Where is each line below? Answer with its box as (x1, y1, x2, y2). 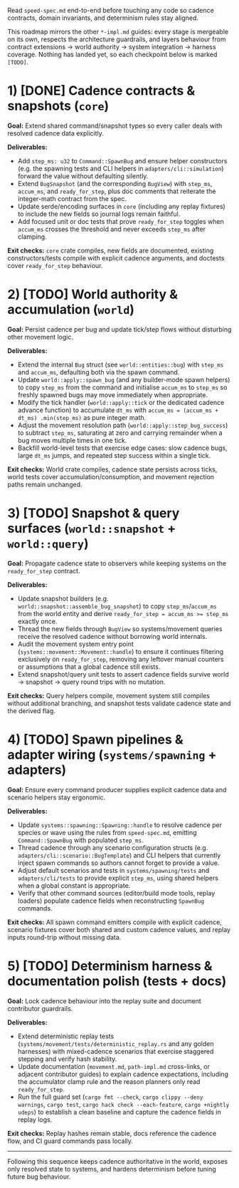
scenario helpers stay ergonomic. (7, 793, 106, 802)
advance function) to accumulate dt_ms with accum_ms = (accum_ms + (17, 406, 218, 414)
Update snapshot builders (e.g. (17, 594, 109, 603)
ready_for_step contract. (7, 566, 80, 575)
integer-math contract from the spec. (17, 194, 127, 203)
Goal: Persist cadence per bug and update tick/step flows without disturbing (7, 324, 232, 334)
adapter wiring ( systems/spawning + (7, 747, 217, 762)
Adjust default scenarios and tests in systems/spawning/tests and (17, 866, 210, 874)
